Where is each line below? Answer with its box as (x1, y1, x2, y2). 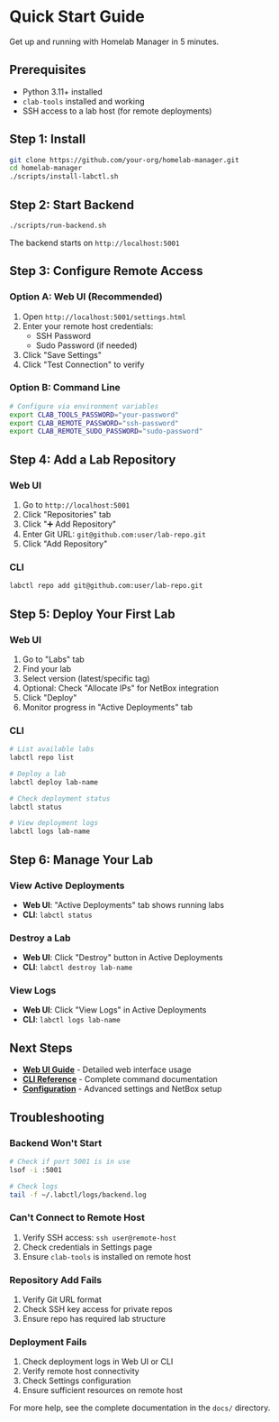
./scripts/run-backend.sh (9, 221, 106, 230)
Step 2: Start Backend (9, 197, 135, 213)
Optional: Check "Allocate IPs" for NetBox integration (22, 683, 219, 693)
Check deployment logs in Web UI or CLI (22, 1356, 174, 1367)
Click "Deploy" (22, 692, 77, 702)
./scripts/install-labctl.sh (9, 172, 119, 181)
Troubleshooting (9, 1109, 105, 1124)
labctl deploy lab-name (9, 777, 99, 786)
